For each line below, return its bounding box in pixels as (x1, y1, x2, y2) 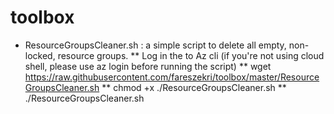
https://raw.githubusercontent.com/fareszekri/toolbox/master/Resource (24, 71, 320, 83)
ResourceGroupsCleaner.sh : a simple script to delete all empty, (24, 39, 287, 51)
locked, (24, 49, 56, 61)
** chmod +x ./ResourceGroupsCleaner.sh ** (101, 81, 287, 93)
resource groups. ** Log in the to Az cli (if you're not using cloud (57, 49, 325, 61)
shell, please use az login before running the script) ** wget (24, 60, 272, 72)
